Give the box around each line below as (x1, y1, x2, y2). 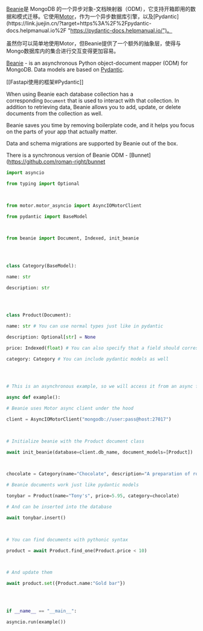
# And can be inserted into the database (6, 504, 112, 510)
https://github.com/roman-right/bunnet (8, 158, 106, 165)
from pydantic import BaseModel (6, 213, 88, 219)
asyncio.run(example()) (6, 619, 66, 625)
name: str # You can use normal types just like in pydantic (6, 323, 164, 329)
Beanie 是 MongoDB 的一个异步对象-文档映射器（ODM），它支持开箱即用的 (6, 5, 191, 12)
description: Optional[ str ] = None (6, 334, 96, 340)
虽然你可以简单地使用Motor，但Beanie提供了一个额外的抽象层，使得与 (6, 40, 181, 47)
